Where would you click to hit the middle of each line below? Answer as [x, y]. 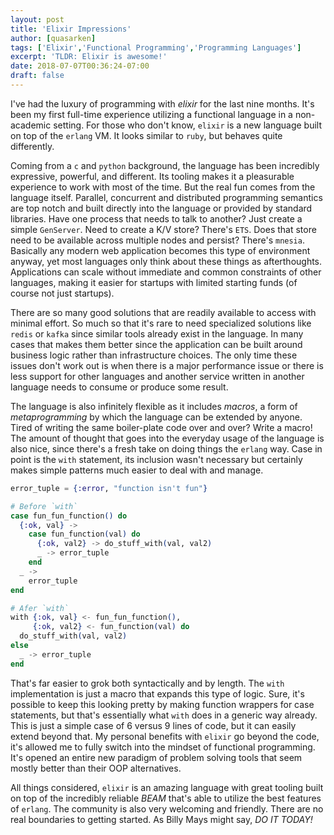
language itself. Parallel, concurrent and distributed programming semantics [166, 197]
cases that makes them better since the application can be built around [156, 344]
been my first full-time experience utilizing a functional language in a [151, 114]
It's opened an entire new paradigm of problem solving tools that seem [156, 757]
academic [31, 125]
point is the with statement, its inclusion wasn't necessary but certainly [156, 459]
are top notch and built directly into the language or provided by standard [161, 208]
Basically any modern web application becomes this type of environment [160, 250]
